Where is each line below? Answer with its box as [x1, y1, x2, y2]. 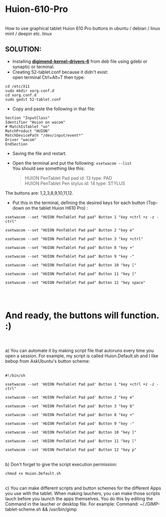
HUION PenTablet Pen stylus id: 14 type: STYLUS [24, 180, 125, 186]
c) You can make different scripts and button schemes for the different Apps [5, 485, 162, 491]
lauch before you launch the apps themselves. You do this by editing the [5, 496, 153, 502]
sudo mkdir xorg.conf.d [5, 88, 55, 93]
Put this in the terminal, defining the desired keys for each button [12, 200, 146, 206]
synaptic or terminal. [12, 63, 55, 69]
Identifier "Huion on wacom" [5, 120, 66, 125]
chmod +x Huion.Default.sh [5, 471, 61, 476]
